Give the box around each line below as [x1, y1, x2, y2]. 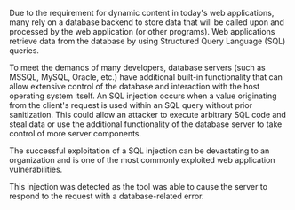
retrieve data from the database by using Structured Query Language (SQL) [9, 35, 286, 46]
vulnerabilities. [9, 164, 63, 175]
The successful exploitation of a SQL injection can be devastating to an [9, 145, 270, 156]
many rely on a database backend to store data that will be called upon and [9, 17, 284, 27]
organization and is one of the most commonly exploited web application [9, 155, 275, 165]
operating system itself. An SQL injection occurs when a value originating [9, 90, 277, 101]
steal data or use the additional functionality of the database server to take [9, 119, 283, 129]
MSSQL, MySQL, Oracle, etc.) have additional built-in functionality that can [9, 72, 283, 82]
